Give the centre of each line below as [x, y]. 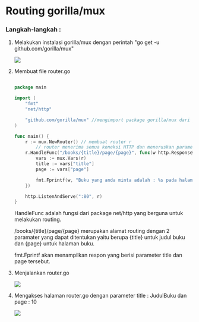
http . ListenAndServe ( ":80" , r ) [64, 196]
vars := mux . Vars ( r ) [61, 159]
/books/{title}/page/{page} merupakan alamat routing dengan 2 [92, 231]
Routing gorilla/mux [55, 11]
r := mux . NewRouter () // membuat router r [78, 142]
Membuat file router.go [42, 71]
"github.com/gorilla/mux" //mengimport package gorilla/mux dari [108, 120]
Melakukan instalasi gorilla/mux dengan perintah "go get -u [87, 42]
